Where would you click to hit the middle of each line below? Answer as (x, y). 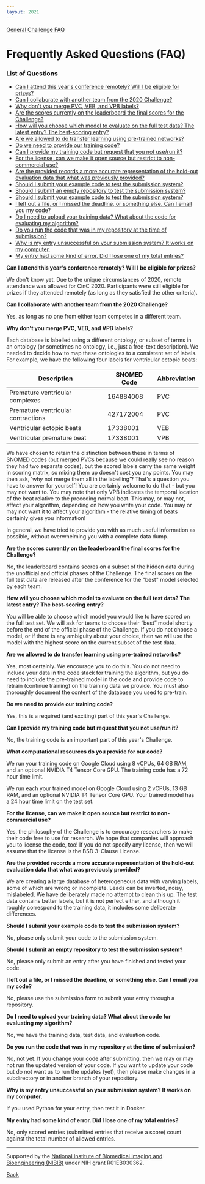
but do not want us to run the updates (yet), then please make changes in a (101, 1072)
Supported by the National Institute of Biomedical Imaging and (85, 1156)
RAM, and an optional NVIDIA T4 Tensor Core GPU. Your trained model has (100, 795)
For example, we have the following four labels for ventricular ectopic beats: (102, 360)
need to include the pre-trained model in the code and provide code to (95, 679)
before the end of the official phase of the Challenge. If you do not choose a (102, 630)
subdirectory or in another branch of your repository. (73, 1078)
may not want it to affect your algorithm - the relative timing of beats (92, 511)
